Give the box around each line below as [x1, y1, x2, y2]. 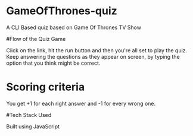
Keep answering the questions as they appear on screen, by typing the [6, 53, 180, 60]
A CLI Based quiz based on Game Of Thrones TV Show [6, 24, 142, 31]
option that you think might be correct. [6, 59, 101, 67]
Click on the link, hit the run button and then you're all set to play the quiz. [6, 46, 188, 54]
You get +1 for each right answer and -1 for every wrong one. [6, 100, 156, 107]
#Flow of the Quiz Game [6, 35, 66, 42]
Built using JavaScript [6, 123, 60, 130]
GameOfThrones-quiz [6, 4, 117, 18]
